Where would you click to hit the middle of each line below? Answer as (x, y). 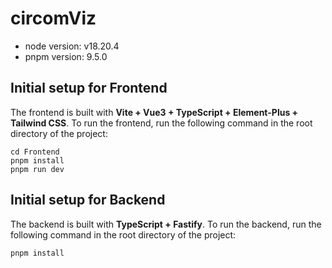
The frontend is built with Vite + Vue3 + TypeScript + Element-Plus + (154, 112)
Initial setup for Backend (88, 200)
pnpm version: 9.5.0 (66, 56)
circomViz (53, 18)
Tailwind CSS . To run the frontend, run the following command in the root (161, 123)
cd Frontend (35, 152)
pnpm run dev (37, 169)
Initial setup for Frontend (89, 88)
